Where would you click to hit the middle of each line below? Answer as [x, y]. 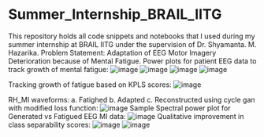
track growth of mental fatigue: [58, 69]
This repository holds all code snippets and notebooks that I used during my [132, 36]
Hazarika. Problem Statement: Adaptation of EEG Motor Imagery [112, 52]
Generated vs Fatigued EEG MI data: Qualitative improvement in [126, 116]
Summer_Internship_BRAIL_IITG [115, 14]
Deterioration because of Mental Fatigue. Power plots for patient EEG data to [132, 61]
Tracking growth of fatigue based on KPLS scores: [90, 85]
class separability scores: [50, 124]
